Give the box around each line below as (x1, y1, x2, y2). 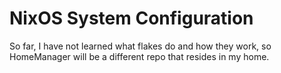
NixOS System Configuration (9, 7, 254, 30)
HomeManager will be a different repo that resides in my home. (9, 50, 270, 62)
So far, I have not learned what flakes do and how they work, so (9, 40, 272, 52)
